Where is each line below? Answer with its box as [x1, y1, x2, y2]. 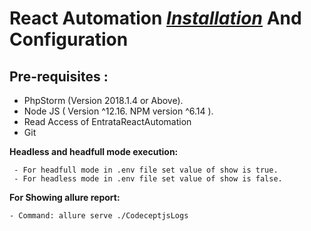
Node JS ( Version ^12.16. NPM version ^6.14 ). [23, 105, 214, 117]
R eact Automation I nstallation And [9, 7, 302, 30]
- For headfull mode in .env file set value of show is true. [13, 165, 279, 175]
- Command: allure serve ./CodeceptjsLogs [9, 211, 189, 221]
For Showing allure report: [9, 192, 121, 203]
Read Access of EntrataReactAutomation [23, 116, 192, 127]
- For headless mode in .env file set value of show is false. [13, 174, 283, 184]
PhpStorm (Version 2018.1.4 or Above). [23, 95, 184, 106]
